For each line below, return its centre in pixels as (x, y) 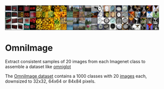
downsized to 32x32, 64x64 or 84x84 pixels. (51, 81)
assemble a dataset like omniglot (38, 67)
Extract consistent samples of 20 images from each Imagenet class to (75, 62)
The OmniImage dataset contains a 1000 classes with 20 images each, (76, 76)
